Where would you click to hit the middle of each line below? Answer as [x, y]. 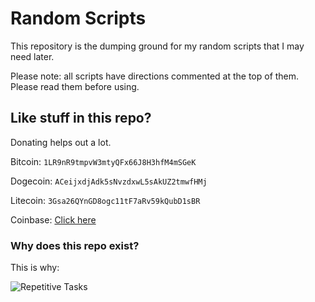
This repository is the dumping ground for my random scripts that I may [157, 46]
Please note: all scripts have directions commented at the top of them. [155, 76]
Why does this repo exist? [75, 245]
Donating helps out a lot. [61, 142]
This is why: [35, 268]
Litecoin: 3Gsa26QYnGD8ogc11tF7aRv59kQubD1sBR [105, 200]
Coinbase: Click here [53, 219]
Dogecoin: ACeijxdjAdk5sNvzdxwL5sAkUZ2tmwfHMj [109, 181]
